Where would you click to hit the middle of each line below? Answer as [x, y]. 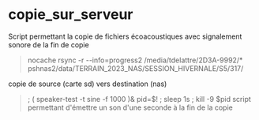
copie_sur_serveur [71, 15]
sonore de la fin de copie [49, 44]
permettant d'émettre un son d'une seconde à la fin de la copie [130, 107]
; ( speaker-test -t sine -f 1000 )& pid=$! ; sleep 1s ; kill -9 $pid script [139, 99]
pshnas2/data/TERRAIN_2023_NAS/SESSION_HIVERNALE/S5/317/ [135, 68]
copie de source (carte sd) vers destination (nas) [88, 84]
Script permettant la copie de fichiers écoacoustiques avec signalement [125, 36]
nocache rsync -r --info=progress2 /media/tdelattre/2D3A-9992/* [135, 60]
